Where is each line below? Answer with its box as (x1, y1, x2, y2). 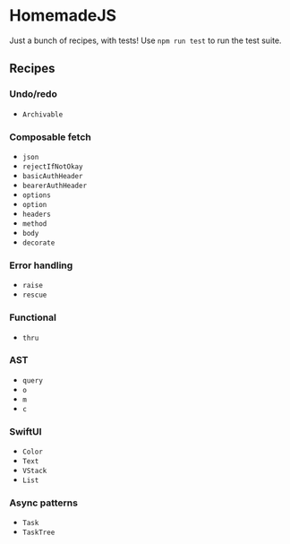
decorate (21, 238, 55, 247)
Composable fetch (9, 131, 91, 143)
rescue (21, 290, 47, 300)
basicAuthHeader (21, 171, 83, 180)
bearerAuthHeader (21, 181, 88, 190)
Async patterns (9, 497, 79, 509)
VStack (21, 467, 47, 476)
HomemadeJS (9, 5, 117, 26)
